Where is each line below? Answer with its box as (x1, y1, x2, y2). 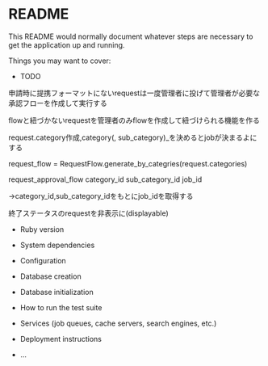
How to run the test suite (19, 302, 103, 312)
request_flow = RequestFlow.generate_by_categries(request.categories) (8, 158, 248, 168)
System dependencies (19, 240, 95, 250)
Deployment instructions (19, 334, 103, 343)
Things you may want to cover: (8, 56, 111, 65)
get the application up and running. (8, 40, 125, 49)
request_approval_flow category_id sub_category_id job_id (8, 175, 203, 184)
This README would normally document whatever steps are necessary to (8, 32, 253, 41)
